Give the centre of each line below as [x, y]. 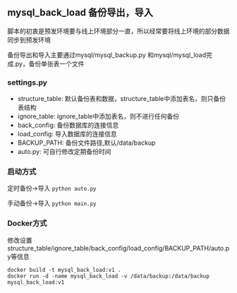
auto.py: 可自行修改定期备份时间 [64, 152]
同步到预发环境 [29, 40]
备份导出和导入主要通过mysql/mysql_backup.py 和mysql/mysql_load [107, 54]
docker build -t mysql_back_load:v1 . [64, 270]
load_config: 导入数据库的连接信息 [67, 134]
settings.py [28, 82]
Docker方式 [27, 223]
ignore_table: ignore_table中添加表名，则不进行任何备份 [98, 116]
